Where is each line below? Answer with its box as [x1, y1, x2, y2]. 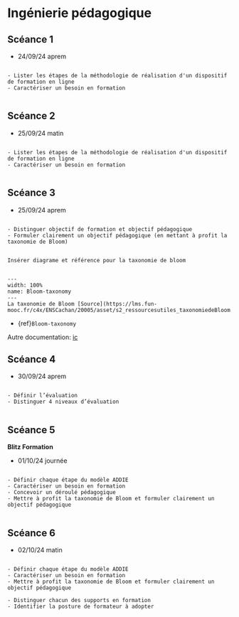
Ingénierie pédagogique [7, 5, 152, 21]
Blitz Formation [7, 443, 53, 451]
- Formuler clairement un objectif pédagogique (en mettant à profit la [7, 232, 228, 239]
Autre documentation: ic [7, 333, 78, 341]
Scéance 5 [7, 424, 55, 436]
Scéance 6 [7, 527, 55, 539]
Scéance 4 [7, 353, 56, 365]
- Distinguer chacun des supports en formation [7, 597, 152, 604]
